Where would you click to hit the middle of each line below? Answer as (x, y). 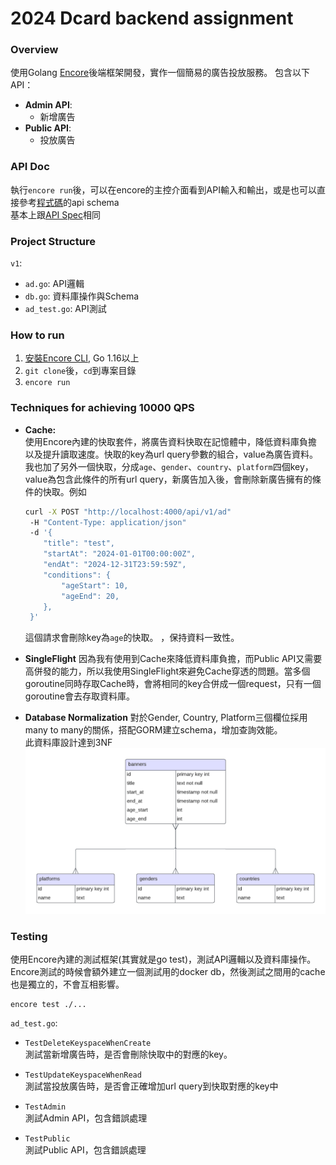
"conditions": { (77, 575)
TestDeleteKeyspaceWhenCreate (88, 1043)
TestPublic (47, 1139)
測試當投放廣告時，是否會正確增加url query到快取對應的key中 (151, 1086)
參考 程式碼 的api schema (69, 202)
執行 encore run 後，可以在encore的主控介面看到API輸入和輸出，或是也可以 (163, 189)
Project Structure (53, 241)
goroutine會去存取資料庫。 (79, 696)
